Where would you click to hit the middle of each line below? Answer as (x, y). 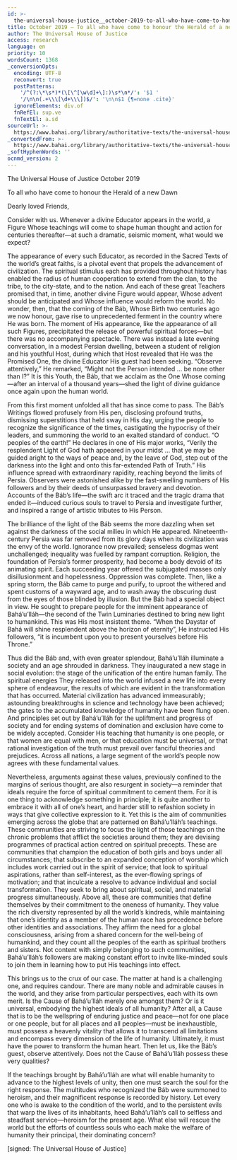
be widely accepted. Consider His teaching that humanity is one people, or (116, 733)
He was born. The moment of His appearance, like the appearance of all (112, 323)
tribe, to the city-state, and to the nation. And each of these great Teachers (116, 286)
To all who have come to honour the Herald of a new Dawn (93, 192)
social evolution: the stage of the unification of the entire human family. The (117, 673)
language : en (26, 47)
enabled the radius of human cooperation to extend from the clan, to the (112, 278)
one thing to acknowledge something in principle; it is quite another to (109, 799)
